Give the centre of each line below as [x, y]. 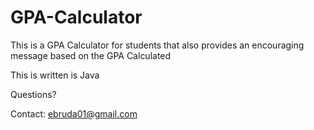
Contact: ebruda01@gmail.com [74, 113]
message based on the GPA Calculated [91, 55]
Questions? [33, 94]
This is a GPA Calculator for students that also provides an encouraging [157, 45]
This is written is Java [55, 75]
